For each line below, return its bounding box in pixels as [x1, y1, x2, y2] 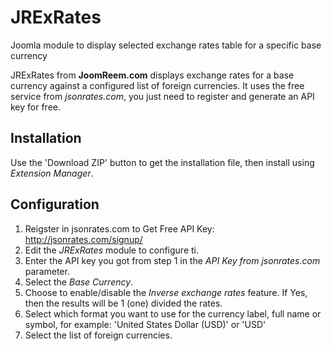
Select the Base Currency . [24, 276, 134, 288]
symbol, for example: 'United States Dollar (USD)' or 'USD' [24, 318, 267, 330]
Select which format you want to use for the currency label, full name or [24, 307, 322, 320]
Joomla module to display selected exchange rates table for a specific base [10, 39, 322, 51]
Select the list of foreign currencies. [24, 329, 173, 341]
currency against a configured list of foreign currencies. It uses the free [10, 79, 305, 91]
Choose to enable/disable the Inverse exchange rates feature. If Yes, [24, 286, 308, 298]
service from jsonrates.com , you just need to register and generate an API [10, 90, 315, 102]
